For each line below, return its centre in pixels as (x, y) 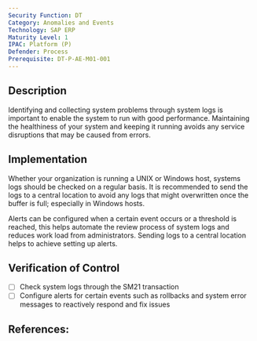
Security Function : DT (45, 15)
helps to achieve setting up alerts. (63, 243)
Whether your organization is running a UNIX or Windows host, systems (125, 178)
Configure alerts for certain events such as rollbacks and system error (133, 296)
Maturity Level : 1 (38, 37)
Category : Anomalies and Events (61, 23)
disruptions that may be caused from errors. (80, 135)
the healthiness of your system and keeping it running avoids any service (127, 126)
